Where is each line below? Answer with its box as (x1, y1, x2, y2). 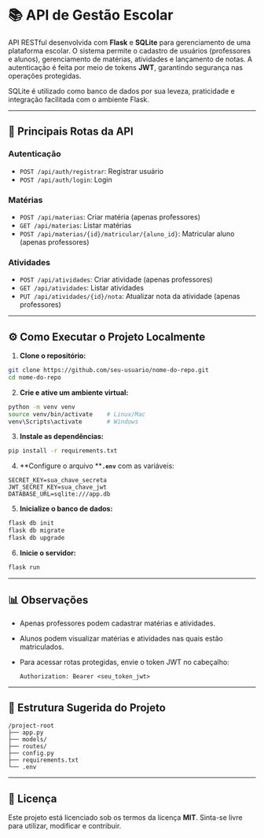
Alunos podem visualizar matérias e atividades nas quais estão (19, 633, 224, 643)
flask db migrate (8, 526, 65, 535)
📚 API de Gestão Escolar (8, 6, 174, 24)
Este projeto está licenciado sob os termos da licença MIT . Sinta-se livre (8, 813, 243, 822)
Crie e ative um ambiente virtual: (19, 387, 129, 397)
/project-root (8, 722, 55, 730)
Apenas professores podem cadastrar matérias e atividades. (19, 618, 216, 628)
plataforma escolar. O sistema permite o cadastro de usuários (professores (8, 46, 251, 55)
